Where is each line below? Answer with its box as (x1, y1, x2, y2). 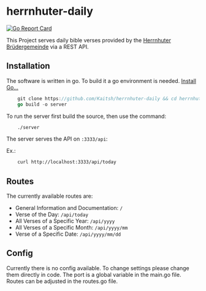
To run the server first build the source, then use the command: (6, 112, 167, 120)
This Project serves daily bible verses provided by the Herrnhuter (6, 36, 172, 44)
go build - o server (17, 101, 67, 107)
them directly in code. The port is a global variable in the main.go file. (6, 271, 181, 278)
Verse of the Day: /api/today (15, 211, 89, 219)
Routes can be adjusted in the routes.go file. (6, 277, 118, 285)
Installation (6, 61, 50, 71)
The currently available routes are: (6, 192, 93, 200)
